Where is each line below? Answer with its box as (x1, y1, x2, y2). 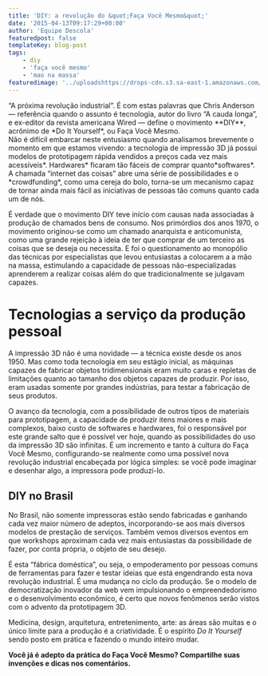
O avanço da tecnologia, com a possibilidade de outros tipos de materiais (8, 407, 250, 416)
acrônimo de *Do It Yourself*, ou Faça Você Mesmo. (8, 125, 181, 136)
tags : (8, 49, 26, 57)
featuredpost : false (8, 34, 77, 42)
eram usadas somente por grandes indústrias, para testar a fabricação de (8, 383, 250, 392)
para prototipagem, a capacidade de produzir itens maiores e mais (8, 415, 227, 424)
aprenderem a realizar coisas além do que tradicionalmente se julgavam (8, 268, 245, 278)
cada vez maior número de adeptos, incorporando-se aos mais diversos (8, 519, 246, 528)
